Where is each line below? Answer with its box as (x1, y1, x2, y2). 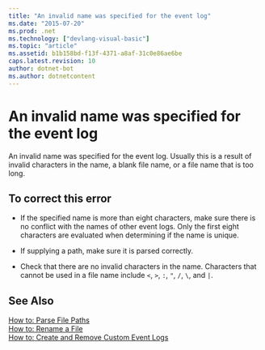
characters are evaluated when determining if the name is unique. (19, 230, 240, 240)
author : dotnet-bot (8, 65, 74, 73)
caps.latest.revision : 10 (8, 58, 95, 66)
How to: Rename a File (8, 324, 83, 334)
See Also (8, 293, 54, 308)
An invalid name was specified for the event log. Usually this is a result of (8, 151, 252, 160)
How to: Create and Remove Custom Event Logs (8, 333, 169, 343)
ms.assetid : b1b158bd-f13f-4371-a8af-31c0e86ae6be (8, 49, 183, 58)
